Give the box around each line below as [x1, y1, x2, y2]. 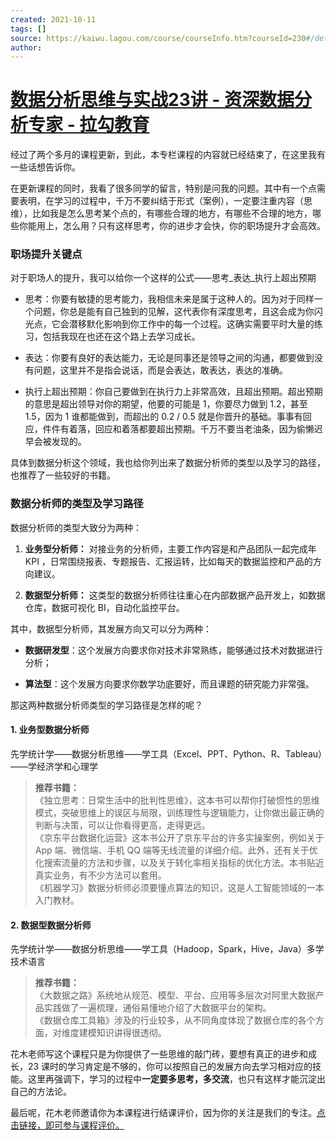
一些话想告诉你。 [10, 161, 81, 173]
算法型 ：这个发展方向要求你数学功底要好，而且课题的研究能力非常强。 [24, 677, 315, 690]
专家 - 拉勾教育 [28, 114, 150, 136]
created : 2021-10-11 [10, 14, 97, 25]
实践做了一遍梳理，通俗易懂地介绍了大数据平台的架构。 [43, 1002, 272, 1014]
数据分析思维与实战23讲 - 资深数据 [10, 89, 295, 111]
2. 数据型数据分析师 [10, 919, 92, 931]
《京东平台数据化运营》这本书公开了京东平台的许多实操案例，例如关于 [34, 831, 325, 843]
